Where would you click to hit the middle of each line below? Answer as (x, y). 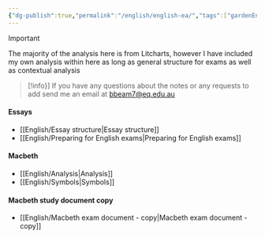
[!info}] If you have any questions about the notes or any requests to (138, 85)
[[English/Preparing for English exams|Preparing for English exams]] (131, 138)
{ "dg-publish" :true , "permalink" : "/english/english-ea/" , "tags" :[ (118, 15)
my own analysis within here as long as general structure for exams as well (130, 62)
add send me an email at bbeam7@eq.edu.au (101, 94)
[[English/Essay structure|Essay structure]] (89, 129)
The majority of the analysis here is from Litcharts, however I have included (131, 53)
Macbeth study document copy (61, 200)
